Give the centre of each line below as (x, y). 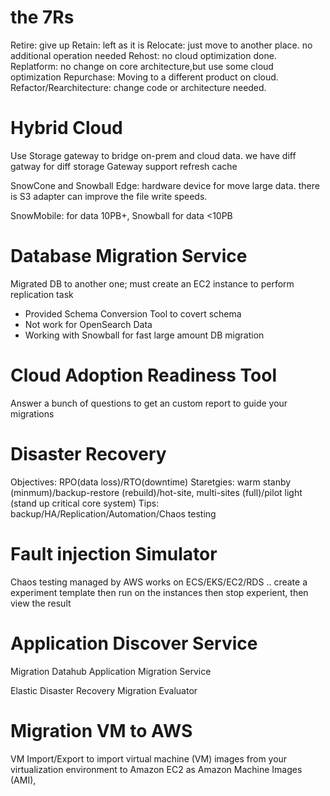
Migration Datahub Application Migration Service (111, 671)
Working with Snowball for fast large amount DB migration (144, 335)
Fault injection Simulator (114, 553)
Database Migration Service (129, 256)
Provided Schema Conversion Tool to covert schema (133, 313)
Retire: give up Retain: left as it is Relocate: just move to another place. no (161, 45)
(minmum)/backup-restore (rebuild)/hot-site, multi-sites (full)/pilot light (156, 492)
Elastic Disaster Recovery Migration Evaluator (104, 690)
